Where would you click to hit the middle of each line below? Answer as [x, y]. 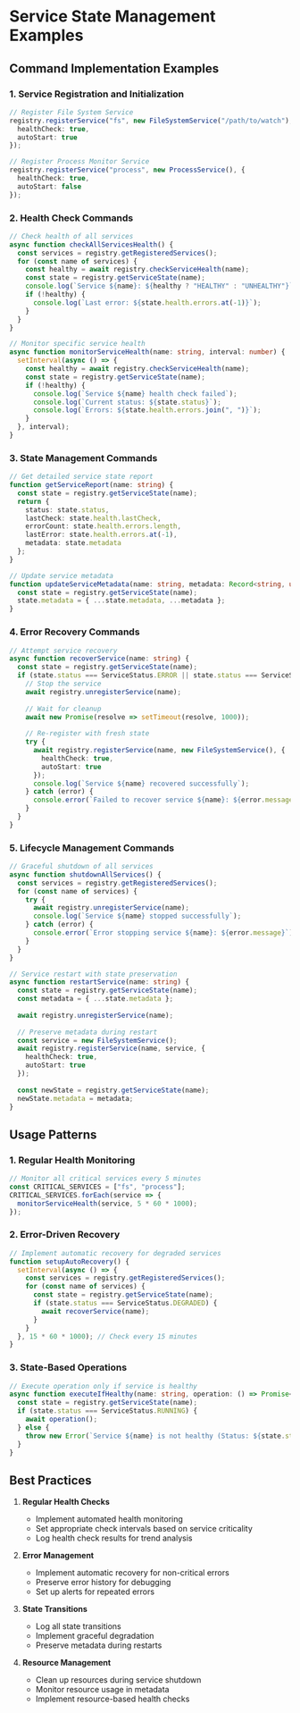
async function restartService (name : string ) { [100, 982]
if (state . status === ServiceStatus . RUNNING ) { [108, 1411]
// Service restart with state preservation [93, 974]
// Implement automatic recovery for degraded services [115, 1253]
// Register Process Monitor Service [79, 162]
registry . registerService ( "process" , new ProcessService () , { [127, 170]
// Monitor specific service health [77, 344]
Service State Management [112, 17]
